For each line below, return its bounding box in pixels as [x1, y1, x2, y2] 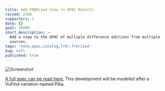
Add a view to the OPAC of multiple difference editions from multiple [9, 35, 161, 40]
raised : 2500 [5, 12, 32, 17]
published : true [5, 53, 39, 58]
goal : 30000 [5, 26, 30, 30]
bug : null [5, 48, 26, 53]
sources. [9, 39, 28, 44]
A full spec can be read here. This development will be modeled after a [5, 76, 149, 82]
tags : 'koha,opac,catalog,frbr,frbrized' [5, 44, 92, 49]
